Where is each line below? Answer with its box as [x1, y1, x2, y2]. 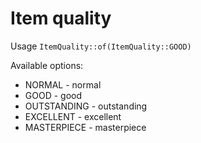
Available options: [10, 59, 84, 71]
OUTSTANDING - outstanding [24, 100, 148, 112]
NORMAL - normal [24, 78, 102, 91]
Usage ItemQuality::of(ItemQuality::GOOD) [10, 40, 192, 52]
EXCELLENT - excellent [24, 110, 122, 122]
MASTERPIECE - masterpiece [24, 121, 147, 133]
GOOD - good [24, 89, 83, 101]
